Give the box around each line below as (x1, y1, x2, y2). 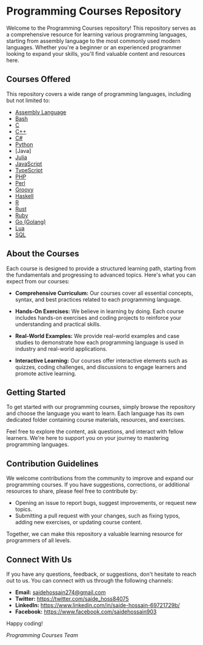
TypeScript (15, 166, 43, 174)
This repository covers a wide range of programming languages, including (6, 90, 191, 98)
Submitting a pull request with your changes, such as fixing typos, (15, 512, 181, 519)
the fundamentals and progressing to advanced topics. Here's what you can (6, 271, 196, 279)
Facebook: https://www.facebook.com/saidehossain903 (15, 608, 157, 615)
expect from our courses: (6, 277, 70, 285)
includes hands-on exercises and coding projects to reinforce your (15, 314, 182, 321)
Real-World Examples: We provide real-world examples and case (15, 332, 180, 339)
